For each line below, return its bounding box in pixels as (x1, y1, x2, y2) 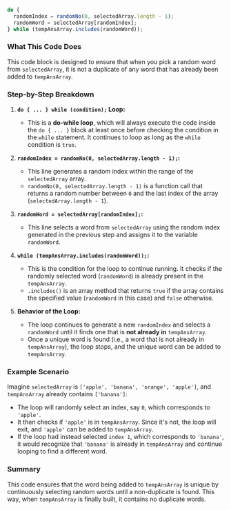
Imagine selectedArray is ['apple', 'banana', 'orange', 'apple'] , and (7, 382, 212, 391)
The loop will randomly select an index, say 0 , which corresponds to (17, 403, 210, 411)
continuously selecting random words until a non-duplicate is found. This (7, 487, 215, 496)
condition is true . (27, 141, 77, 149)
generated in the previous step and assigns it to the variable (27, 231, 198, 239)
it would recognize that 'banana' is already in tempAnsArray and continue (17, 440, 223, 448)
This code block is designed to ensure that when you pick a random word (7, 57, 216, 65)
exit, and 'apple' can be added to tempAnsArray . (17, 425, 154, 433)
